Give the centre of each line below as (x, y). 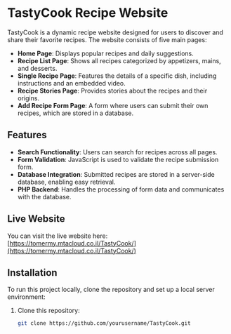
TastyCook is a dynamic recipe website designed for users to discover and (115, 32)
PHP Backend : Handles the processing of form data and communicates (121, 189)
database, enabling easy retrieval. (66, 182)
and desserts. (37, 68)
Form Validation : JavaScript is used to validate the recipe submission (118, 159)
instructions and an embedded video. (72, 83)
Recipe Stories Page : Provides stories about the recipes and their (112, 91)
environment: (26, 297)
